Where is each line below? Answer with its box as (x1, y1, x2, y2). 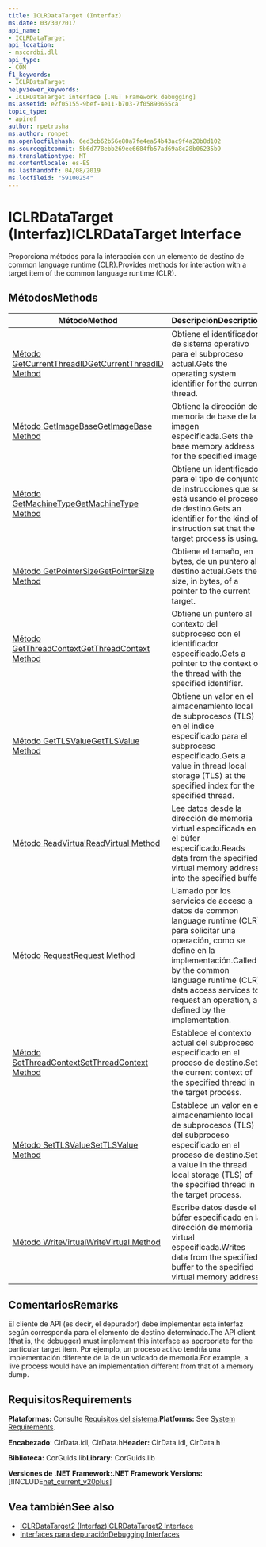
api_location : (8, 41, 55, 49)
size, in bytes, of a (171, 575, 239, 586)
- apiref (8, 115, 37, 123)
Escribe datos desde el (171, 1202, 256, 1213)
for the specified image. (171, 450, 260, 461)
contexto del (171, 618, 218, 629)
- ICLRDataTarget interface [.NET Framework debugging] (8, 93, 196, 101)
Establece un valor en (171, 1099, 252, 1110)
